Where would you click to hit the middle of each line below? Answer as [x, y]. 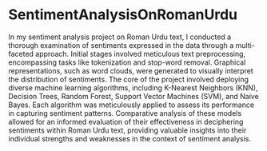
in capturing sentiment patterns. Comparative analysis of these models [125, 113]
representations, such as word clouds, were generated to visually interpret [131, 70]
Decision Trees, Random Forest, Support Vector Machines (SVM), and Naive [134, 96]
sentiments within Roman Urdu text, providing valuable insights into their [128, 130]
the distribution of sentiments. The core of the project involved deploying [129, 79]
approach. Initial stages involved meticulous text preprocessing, [141, 54]
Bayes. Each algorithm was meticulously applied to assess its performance [131, 105]
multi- [245, 45]
